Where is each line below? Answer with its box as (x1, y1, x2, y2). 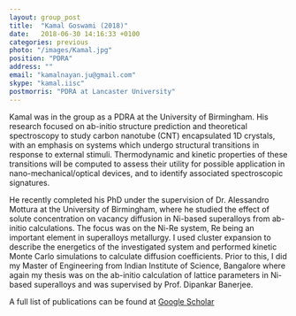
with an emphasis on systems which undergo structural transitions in (9, 139, 260, 150)
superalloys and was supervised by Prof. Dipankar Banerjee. (34, 279, 254, 289)
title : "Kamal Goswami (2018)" (9, 21, 128, 30)
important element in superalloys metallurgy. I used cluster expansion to (9, 232, 271, 243)
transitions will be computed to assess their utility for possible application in (9, 158, 285, 169)
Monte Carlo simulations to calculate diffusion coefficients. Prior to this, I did (9, 250, 287, 261)
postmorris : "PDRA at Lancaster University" (9, 87, 176, 96)
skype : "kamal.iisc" (9, 79, 86, 88)
